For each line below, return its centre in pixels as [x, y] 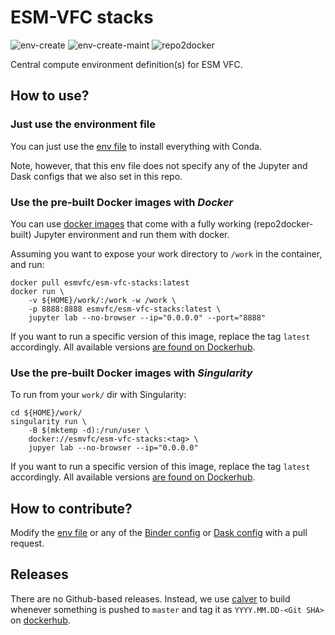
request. [27, 543]
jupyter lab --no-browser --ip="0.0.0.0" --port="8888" [147, 317]
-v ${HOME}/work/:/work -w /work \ [102, 300]
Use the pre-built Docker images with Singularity [131, 373]
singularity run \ [48, 422]
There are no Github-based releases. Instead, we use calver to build [150, 598]
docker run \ [37, 291]
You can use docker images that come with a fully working [131, 223]
